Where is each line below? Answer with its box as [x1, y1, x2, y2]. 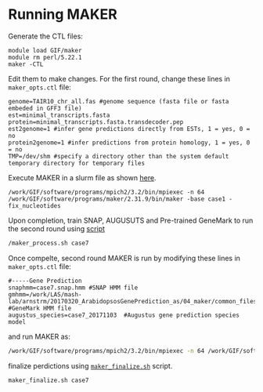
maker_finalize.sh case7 [8, 376, 89, 384]
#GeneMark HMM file [8, 304, 72, 312]
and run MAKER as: [8, 332, 70, 341]
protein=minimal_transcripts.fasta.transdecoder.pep [8, 118, 184, 126]
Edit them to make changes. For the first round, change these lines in [8, 74, 231, 83]
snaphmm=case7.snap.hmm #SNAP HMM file [8, 284, 139, 292]
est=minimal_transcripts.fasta [8, 111, 110, 119]
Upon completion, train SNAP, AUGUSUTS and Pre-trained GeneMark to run [8, 216, 254, 225]
